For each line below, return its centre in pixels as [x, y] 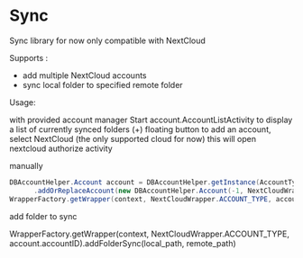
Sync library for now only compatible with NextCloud [107, 40]
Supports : [29, 58]
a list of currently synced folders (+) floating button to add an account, [140, 129]
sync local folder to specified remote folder [102, 85]
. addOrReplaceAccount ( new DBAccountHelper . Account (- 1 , [138, 191]
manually [26, 165]
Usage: [23, 102]
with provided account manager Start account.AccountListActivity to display [151, 120]
